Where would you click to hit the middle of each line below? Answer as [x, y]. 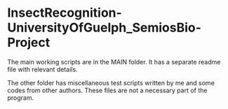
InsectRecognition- [65, 13]
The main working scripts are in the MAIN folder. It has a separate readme [114, 61]
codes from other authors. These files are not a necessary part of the [107, 90]
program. [21, 97]
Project [29, 43]
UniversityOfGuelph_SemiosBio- [105, 28]
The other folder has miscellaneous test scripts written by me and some [111, 82]
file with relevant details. [43, 69]
